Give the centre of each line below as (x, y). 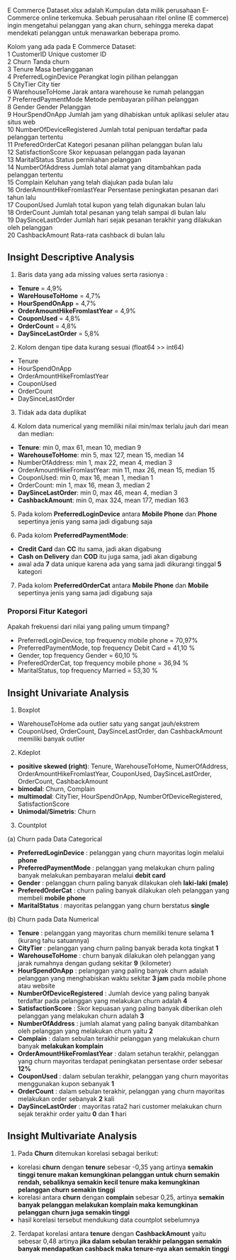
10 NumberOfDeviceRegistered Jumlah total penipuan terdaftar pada (107, 129)
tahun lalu (22, 197)
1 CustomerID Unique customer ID (57, 54)
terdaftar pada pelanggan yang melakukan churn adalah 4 (102, 1000)
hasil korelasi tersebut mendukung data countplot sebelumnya (108, 1220)
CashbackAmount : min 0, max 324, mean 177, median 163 (103, 500)
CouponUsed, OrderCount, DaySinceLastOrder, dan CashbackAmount (120, 731)
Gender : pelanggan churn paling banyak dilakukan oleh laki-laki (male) (123, 883)
